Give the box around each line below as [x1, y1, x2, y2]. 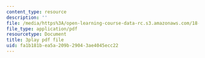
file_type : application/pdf [6, 25, 78, 32]
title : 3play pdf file [6, 37, 64, 43]
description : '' [6, 14, 48, 21]
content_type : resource [6, 8, 67, 15]
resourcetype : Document [6, 31, 67, 37]
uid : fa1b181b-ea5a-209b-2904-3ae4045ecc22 [6, 43, 119, 49]
